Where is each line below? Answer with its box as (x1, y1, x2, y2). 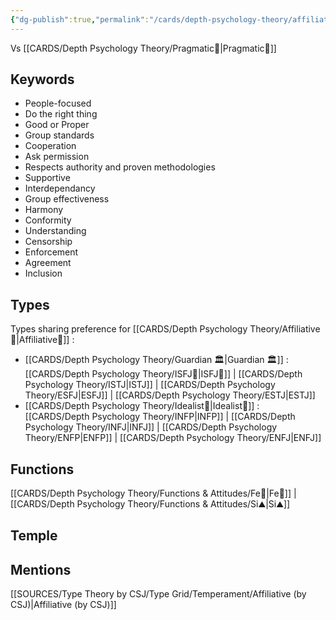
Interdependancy (24, 182, 96, 195)
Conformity (24, 214, 72, 226)
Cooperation (24, 140, 77, 152)
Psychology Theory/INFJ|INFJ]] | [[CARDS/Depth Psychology (24, 421, 278, 433)
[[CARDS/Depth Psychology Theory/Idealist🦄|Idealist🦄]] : (24, 400, 260, 412)
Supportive (24, 172, 71, 184)
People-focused (24, 97, 92, 110)
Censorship (24, 236, 73, 248)
